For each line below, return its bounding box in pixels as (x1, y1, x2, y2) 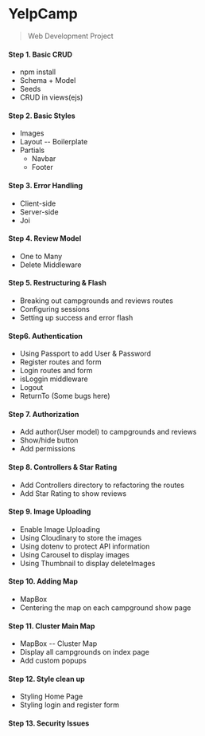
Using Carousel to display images (19, 549, 130, 559)
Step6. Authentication (8, 331, 83, 340)
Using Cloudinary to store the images (19, 533, 142, 542)
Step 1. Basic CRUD (8, 49, 73, 59)
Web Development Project (27, 31, 114, 41)
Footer (31, 163, 53, 172)
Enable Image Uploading (19, 524, 101, 534)
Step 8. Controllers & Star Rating (8, 462, 118, 471)
